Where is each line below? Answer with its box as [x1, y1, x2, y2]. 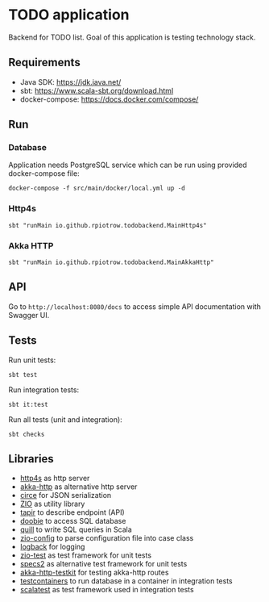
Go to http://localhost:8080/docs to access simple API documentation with [8, 301, 262, 311]
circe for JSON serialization [19, 491, 112, 500]
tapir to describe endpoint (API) [19, 508, 125, 517]
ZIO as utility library [19, 499, 85, 509]
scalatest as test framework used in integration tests [19, 585, 195, 595]
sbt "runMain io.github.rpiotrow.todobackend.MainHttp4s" [8, 221, 207, 229]
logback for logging [19, 542, 85, 552]
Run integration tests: [8, 385, 79, 395]
